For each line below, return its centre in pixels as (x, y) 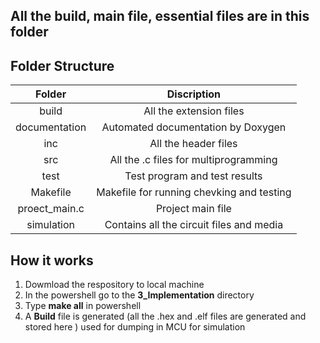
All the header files (193, 144)
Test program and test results (193, 176)
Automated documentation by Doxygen (194, 127)
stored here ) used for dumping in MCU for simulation (135, 327)
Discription (194, 94)
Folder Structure (62, 65)
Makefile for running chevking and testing (194, 192)
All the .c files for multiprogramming (193, 160)
